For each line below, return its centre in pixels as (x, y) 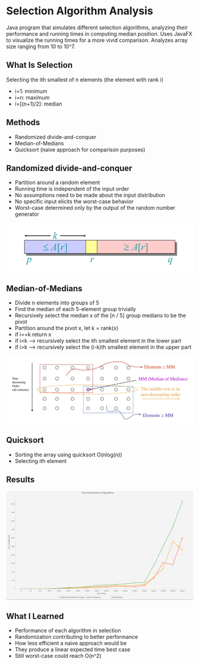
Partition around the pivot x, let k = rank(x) (67, 328)
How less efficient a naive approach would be (70, 643)
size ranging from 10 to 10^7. (41, 46)
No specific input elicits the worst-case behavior (74, 201)
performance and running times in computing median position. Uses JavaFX (99, 33)
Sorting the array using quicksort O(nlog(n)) (69, 455)
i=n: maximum (32, 97)
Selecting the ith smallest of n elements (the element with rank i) (85, 79)
